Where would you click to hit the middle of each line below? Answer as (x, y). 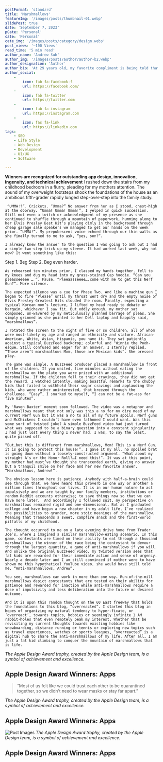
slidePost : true (21, 23)
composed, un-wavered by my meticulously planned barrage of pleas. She (80, 313)
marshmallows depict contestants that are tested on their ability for (79, 581)
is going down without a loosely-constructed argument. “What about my (79, 454)
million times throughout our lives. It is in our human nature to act (79, 488)
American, (15, 339)
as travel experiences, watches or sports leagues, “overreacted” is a (79, 632)
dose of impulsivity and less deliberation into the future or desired (79, 590)
